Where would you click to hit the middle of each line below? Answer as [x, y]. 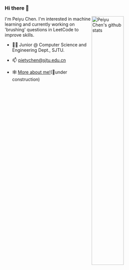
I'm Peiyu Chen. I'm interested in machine [48, 19]
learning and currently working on [40, 24]
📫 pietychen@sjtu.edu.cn [39, 60]
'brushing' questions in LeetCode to [42, 30]
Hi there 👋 [17, 8]
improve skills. [20, 35]
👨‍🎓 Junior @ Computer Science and [49, 45]
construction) [26, 80]
